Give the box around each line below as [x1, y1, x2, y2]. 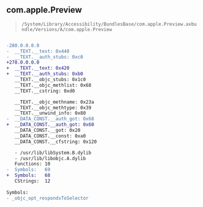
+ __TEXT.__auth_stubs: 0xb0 [6, 71, 84, 77]
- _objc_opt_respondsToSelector [6, 195, 89, 201]
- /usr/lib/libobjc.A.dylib [14, 155, 86, 161]
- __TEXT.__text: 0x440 [6, 48, 70, 54]
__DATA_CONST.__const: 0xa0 [14, 133, 86, 139]
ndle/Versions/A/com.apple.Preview [21, 26, 113, 32]
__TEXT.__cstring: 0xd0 [14, 88, 75, 94]
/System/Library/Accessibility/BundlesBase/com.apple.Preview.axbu [21, 21, 197, 27]
